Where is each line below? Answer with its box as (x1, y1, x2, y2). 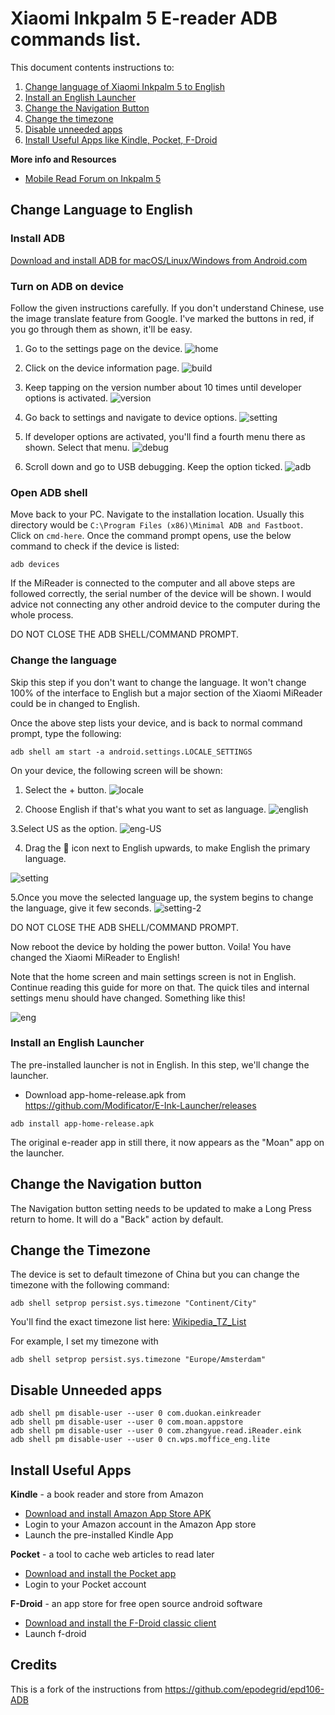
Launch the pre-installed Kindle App (24, 1529, 174, 1541)
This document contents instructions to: (10, 61, 175, 73)
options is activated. (24, 392, 109, 404)
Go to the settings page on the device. (24, 342, 183, 354)
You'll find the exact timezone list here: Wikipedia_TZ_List (10, 1316, 247, 1328)
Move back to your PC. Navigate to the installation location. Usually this (10, 508, 305, 521)
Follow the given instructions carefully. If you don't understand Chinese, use (10, 302, 325, 314)
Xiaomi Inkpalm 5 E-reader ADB (10, 7, 278, 30)
